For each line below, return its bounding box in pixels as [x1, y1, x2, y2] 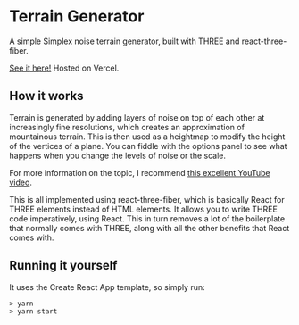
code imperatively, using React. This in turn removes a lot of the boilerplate [9, 212, 286, 224]
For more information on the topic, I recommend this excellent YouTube [9, 167, 270, 178]
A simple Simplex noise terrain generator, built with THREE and [9, 36, 240, 46]
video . [9, 177, 33, 187]
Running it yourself [9, 258, 118, 273]
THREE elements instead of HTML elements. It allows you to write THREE [9, 204, 278, 214]
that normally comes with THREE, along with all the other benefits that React [9, 222, 290, 233]
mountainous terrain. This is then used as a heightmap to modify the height [9, 131, 286, 142]
